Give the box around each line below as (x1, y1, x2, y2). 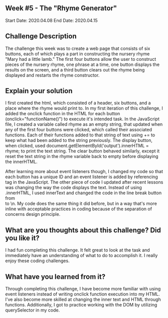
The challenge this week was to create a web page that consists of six (5, 45, 150, 51)
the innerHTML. (5, 158, 38, 165)
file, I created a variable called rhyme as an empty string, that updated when (5, 121, 163, 127)
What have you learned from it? (5, 272, 106, 281)
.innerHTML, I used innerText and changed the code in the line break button (5, 190, 162, 196)
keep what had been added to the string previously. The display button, (5, 137, 153, 143)
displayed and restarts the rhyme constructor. (5, 72, 100, 78)
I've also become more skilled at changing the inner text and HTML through (5, 296, 161, 302)
